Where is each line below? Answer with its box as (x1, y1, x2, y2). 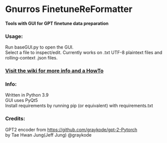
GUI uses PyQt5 (5, 97, 38, 103)
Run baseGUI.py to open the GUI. (5, 44, 74, 50)
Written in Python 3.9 (5, 92, 49, 98)
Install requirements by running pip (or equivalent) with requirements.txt (5, 102, 153, 108)
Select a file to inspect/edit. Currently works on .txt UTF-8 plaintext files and (5, 49, 162, 55)
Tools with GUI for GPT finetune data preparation (5, 20, 109, 26)
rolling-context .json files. (5, 55, 58, 61)
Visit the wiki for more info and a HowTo (5, 67, 104, 74)
